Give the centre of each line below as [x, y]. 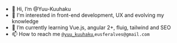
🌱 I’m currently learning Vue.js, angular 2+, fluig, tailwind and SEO [91, 27]
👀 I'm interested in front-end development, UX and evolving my [88, 15]
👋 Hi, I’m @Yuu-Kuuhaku [41, 9]
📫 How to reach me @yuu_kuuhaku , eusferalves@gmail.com [81, 34]
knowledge [25, 21]
